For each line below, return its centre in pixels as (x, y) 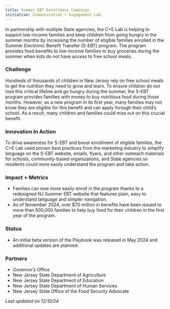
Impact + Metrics (27, 178)
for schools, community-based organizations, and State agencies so (77, 159)
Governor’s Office (31, 269)
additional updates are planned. (46, 245)
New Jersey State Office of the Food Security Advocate (71, 291)
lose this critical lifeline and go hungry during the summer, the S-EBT (77, 91)
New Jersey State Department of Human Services (65, 286)
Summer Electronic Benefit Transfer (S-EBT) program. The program (76, 45)
